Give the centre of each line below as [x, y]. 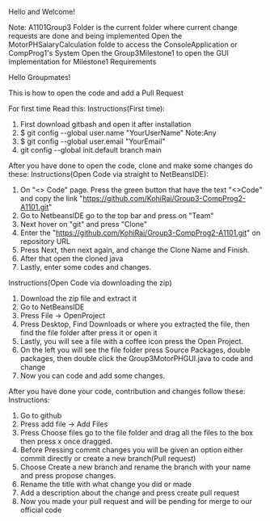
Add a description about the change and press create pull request [130, 493]
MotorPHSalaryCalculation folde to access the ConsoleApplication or [123, 44]
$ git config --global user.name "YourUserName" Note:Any [118, 133]
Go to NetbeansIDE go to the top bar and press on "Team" [117, 216]
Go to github [41, 416]
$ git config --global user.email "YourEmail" [93, 141]
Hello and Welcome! [42, 12]
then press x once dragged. [66, 441]
